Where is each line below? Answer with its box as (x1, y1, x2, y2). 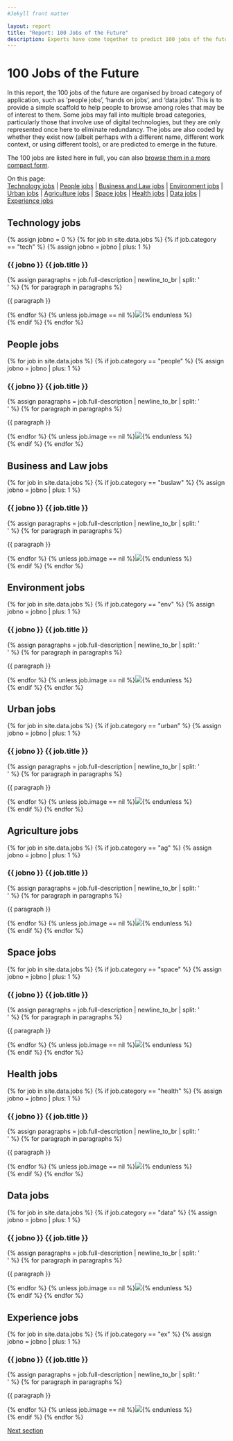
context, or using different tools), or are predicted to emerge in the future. (7, 140, 218, 149)
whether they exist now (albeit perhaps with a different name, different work (7, 133, 225, 141)
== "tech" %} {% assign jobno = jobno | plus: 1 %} (7, 242, 151, 251)
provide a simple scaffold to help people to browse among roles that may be (7, 104, 225, 112)
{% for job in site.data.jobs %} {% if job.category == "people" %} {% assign (7, 357, 224, 365)
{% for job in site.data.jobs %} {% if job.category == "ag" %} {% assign (7, 843, 212, 852)
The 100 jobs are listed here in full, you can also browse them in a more (7, 154, 211, 162)
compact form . (7, 161, 50, 170)
